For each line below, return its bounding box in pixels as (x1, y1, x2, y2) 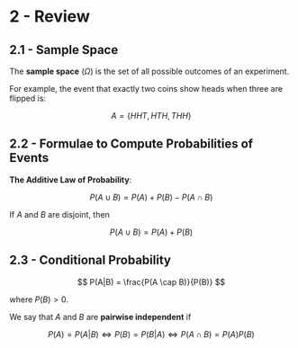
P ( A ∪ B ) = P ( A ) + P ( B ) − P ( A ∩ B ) (89, 192, 213, 202)
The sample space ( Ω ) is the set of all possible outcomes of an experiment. (9, 66, 290, 76)
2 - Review (9, 6, 90, 27)
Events (9, 150, 50, 165)
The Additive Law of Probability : (9, 174, 132, 185)
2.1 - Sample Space (9, 42, 119, 58)
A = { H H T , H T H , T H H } (111, 111, 192, 120)
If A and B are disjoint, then (9, 209, 110, 219)
